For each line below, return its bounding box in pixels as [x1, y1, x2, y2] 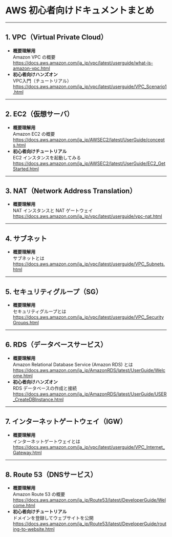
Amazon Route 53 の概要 [12, 491, 66, 498]
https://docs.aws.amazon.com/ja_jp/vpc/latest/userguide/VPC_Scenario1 [12, 83, 167, 90]
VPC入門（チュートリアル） [12, 77, 72, 84]
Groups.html [12, 320, 39, 325]
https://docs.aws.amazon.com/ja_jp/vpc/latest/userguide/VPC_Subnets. [12, 261, 165, 267]
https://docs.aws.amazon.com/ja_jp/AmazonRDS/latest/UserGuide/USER [12, 390, 167, 397]
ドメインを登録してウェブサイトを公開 [12, 515, 94, 521]
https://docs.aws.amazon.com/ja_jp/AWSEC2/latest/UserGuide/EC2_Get [12, 160, 166, 167]
